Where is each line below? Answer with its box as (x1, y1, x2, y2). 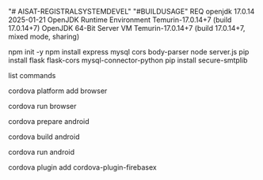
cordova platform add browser (8, 86, 108, 96)
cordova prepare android (8, 117, 90, 126)
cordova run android (8, 148, 75, 156)
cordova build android (8, 132, 80, 141)
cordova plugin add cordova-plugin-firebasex (8, 163, 157, 172)
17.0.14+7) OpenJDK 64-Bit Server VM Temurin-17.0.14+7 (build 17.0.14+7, (8, 24, 246, 32)
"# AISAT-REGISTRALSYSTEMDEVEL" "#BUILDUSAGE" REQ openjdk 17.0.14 (8, 7, 255, 16)
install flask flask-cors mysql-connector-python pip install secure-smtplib (8, 55, 248, 65)
